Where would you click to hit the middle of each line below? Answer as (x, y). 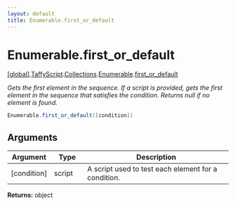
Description (156, 157)
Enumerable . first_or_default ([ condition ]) (70, 116)
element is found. (32, 103)
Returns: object (30, 195)
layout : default (31, 14)
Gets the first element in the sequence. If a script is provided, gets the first (115, 88)
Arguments (33, 137)
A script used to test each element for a (152, 169)
